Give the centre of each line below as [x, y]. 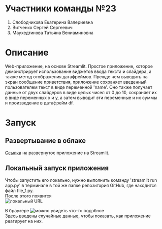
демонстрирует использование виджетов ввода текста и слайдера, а [78, 71]
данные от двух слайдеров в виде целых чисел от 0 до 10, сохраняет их [81, 92]
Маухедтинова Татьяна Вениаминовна [53, 33]
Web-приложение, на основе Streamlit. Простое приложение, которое [79, 66]
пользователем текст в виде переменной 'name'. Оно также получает [79, 87]
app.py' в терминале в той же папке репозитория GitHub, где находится [81, 185]
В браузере [17, 210]
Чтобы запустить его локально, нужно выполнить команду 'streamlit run [81, 180]
